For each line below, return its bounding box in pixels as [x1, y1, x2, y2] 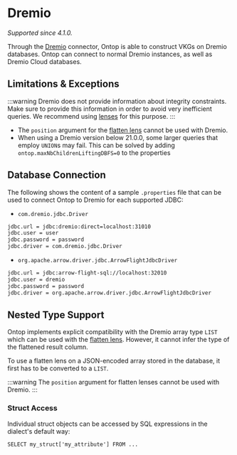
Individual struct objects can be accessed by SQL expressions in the [7, 419, 208, 428]
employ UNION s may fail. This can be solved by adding [17, 141, 176, 149]
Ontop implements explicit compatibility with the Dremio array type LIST [7, 328, 218, 336]
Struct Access [7, 403, 58, 413]
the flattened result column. [7, 343, 89, 351]
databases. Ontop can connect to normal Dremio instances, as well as [7, 50, 213, 58]
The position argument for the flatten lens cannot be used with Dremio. [17, 126, 228, 134]
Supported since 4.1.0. [7, 28, 73, 37]
